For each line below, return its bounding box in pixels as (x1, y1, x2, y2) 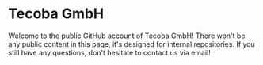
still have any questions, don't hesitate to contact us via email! (8, 48, 212, 57)
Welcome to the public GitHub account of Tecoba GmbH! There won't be (8, 31, 246, 40)
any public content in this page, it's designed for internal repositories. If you (8, 39, 255, 48)
